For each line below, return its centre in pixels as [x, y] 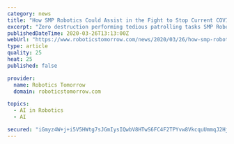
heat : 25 [20, 59]
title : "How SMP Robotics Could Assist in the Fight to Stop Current [110, 20]
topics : [18, 104]
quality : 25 [24, 53]
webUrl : [18, 40]
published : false [32, 66]
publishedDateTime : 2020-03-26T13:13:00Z [68, 33]
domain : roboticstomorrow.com [57, 92]
